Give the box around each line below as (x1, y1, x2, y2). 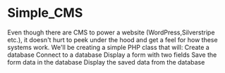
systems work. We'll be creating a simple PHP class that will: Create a (7, 43, 209, 51)
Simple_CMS (7, 5, 83, 21)
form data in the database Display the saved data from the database (7, 58, 205, 66)
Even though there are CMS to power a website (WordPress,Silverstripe (7, 28, 215, 36)
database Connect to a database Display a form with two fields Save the (7, 51, 217, 59)
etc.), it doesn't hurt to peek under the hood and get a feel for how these (7, 35, 218, 44)
